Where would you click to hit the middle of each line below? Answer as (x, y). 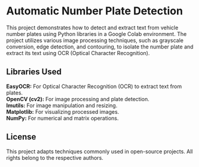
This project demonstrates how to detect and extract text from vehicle (92, 28)
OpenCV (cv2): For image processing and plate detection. (78, 99)
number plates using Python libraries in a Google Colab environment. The (97, 34)
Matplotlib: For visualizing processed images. (63, 111)
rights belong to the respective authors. (55, 157)
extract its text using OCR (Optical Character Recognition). (78, 53)
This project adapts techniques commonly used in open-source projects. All (99, 151)
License (21, 137)
